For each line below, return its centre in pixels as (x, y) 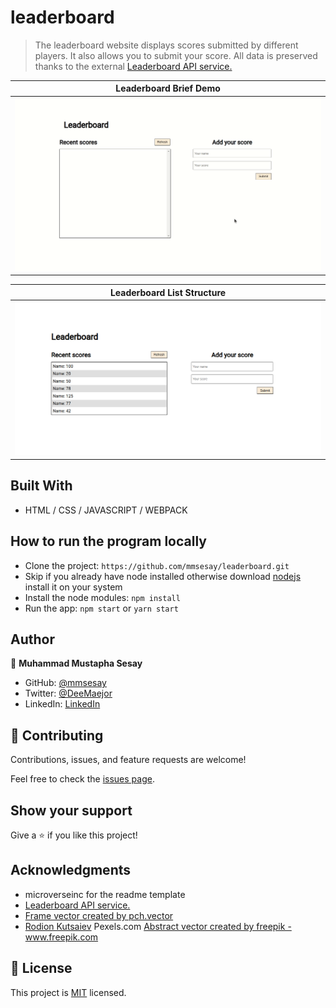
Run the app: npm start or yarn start (101, 608)
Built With (41, 486)
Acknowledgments (71, 870)
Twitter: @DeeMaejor (68, 693)
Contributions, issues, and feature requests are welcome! (128, 760)
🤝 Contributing (57, 735)
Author (32, 639)
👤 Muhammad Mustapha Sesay (76, 663)
